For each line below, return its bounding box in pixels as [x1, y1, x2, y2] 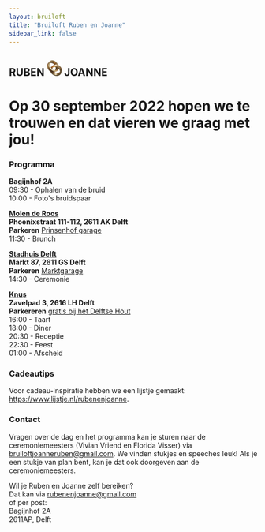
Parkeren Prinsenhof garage [9, 226, 102, 235]
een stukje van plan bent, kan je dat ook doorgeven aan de [9, 457, 200, 466]
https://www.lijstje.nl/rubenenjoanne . [9, 395, 129, 404]
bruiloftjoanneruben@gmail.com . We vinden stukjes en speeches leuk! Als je [9, 448, 258, 458]
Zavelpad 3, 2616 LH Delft [9, 298, 95, 308]
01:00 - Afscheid [9, 348, 63, 358]
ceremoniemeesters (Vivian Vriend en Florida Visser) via [9, 440, 192, 450]
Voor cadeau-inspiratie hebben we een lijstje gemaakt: [9, 386, 186, 395]
